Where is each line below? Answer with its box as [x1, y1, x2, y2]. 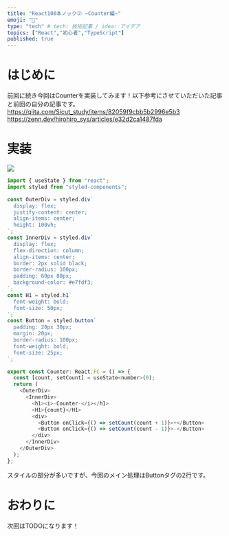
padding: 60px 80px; [13, 273, 72, 280]
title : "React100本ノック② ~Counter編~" [7, 10, 122, 17]
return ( [13, 381, 39, 388]
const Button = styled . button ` [7, 317, 97, 324]
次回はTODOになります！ [7, 522, 79, 530]
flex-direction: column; [13, 247, 85, 254]
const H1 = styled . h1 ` [7, 291, 72, 299]
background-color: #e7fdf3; [13, 279, 94, 286]
